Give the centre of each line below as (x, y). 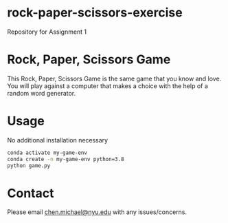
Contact (31, 193)
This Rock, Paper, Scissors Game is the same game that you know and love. (114, 78)
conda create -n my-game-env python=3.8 (66, 159)
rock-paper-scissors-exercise (95, 13)
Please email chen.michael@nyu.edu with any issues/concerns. (97, 212)
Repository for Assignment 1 (47, 32)
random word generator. (42, 93)
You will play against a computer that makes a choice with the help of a (107, 86)
